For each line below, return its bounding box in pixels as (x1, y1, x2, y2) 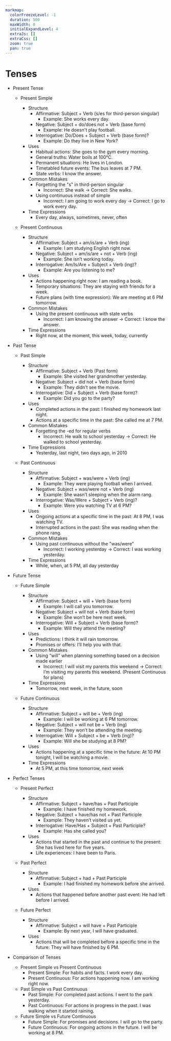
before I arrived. (35, 897, 70, 903)
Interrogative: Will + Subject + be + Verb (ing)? (35, 732, 134, 738)
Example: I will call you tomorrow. (43, 603, 114, 609)
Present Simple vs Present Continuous (20, 964, 101, 970)
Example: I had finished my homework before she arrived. (43, 880, 165, 887)
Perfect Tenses (12, 775, 45, 781)
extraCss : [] (10, 36, 38, 42)
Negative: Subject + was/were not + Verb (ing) (35, 486, 134, 492)
